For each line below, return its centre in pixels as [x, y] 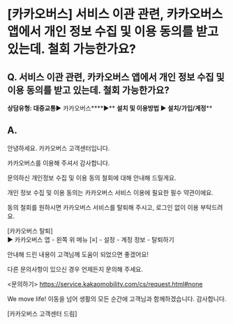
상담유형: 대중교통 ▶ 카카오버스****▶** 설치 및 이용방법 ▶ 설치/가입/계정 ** [110, 108]
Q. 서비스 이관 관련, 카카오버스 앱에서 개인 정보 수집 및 [116, 77]
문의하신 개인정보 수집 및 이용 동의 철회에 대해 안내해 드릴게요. [92, 178]
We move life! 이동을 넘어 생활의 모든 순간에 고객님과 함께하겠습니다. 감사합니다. [117, 299]
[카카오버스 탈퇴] [30, 231]
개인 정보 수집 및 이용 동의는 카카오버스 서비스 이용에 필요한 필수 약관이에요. [111, 192]
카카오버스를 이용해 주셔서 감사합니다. [59, 163]
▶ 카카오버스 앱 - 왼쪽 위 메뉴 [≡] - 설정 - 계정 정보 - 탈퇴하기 [91, 239]
